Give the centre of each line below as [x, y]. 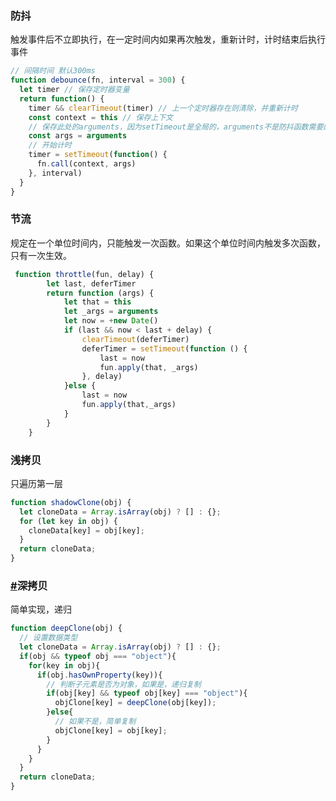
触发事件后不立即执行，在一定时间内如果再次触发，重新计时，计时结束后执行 [168, 39]
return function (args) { [100, 293]
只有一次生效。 [41, 255]
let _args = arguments [111, 312]
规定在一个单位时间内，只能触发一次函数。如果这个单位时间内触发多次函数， [168, 243]
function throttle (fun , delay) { [84, 274]
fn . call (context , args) [86, 164]
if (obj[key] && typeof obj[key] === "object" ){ [147, 693]
